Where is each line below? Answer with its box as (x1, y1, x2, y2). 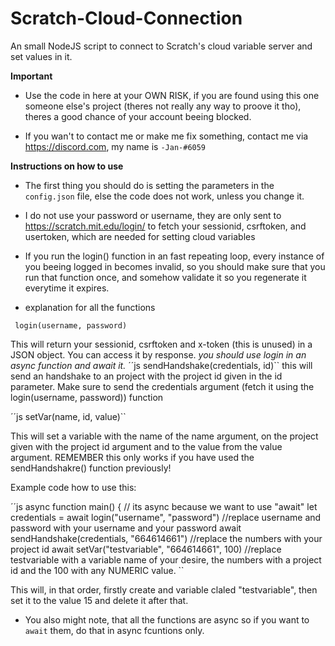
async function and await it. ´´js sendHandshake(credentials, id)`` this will (10, 359, 313, 371)
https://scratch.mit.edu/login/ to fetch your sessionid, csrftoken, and (24, 220, 307, 232)
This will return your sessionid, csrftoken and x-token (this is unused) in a (10, 338, 313, 350)
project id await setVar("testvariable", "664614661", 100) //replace (10, 543, 282, 555)
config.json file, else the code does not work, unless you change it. (24, 190, 305, 202)
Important (10, 70, 53, 82)
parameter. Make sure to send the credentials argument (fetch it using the (10, 380, 315, 392)
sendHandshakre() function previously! (10, 462, 172, 474)
